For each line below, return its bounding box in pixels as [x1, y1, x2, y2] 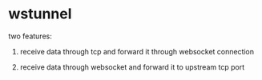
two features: [8, 31, 52, 41]
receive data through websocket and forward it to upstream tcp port [19, 62, 245, 72]
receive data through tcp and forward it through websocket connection [19, 46, 255, 56]
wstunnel [8, 5, 72, 23]
